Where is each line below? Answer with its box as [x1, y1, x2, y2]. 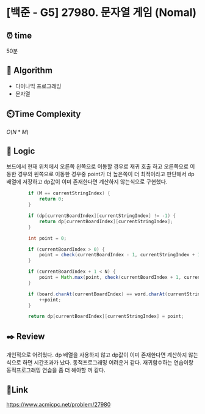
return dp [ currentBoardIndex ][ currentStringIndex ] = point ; [28, 313, 184, 320]
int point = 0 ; [28, 235, 67, 242]
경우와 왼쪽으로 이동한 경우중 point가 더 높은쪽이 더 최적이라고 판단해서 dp [17, 171, 195, 178]
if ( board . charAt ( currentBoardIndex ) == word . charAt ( [28, 291, 168, 297]
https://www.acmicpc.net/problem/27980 [6, 401, 111, 408]
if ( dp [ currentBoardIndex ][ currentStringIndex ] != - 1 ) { [28, 213, 176, 219]
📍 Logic [6, 146, 35, 157]
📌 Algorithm [6, 65, 53, 76]
